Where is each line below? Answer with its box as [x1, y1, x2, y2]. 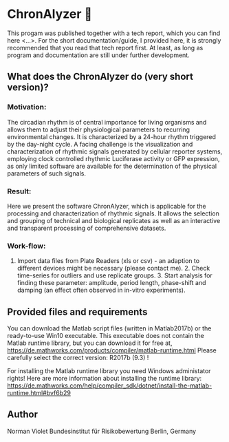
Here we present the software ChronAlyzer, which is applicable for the [7, 202, 206, 210]
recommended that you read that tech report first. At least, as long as [7, 43, 204, 52]
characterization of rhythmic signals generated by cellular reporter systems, [7, 147, 223, 156]
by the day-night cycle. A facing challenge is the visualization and [7, 140, 193, 148]
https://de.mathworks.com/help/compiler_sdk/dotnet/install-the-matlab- [7, 381, 212, 390]
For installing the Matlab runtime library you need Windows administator [7, 367, 211, 375]
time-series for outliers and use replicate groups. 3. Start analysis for [17, 271, 213, 280]
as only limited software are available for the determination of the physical [7, 162, 217, 170]
